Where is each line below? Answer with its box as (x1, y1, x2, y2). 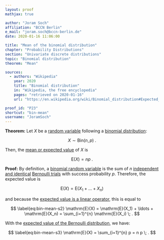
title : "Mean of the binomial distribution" (5, 43, 97, 48)
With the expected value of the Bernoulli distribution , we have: (5, 220, 130, 226)
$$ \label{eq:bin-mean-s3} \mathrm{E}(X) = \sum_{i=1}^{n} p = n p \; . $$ (8, 229, 156, 235)
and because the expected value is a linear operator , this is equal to (5, 196, 141, 202)
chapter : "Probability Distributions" (5, 47, 84, 52)
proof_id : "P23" (5, 106, 38, 111)
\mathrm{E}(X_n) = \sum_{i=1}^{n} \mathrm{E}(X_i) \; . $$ (24, 210, 140, 217)
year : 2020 (14, 79, 36, 84)
